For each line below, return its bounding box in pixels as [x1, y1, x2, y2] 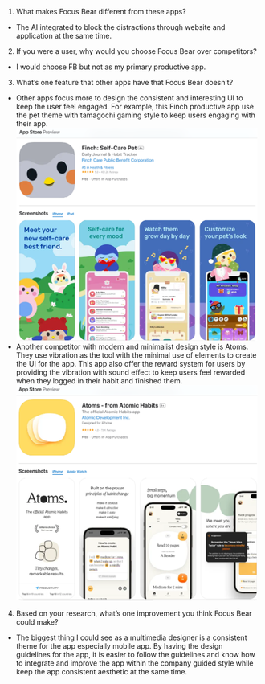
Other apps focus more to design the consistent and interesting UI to [15, 93, 243, 103]
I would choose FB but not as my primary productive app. [15, 62, 206, 72]
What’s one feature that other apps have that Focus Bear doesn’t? [15, 78, 234, 87]
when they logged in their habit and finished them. [15, 376, 183, 386]
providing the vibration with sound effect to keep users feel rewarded [15, 367, 246, 377]
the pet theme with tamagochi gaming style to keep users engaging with [15, 110, 255, 120]
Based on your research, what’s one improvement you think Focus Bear [15, 608, 252, 618]
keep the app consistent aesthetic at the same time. [15, 667, 187, 677]
